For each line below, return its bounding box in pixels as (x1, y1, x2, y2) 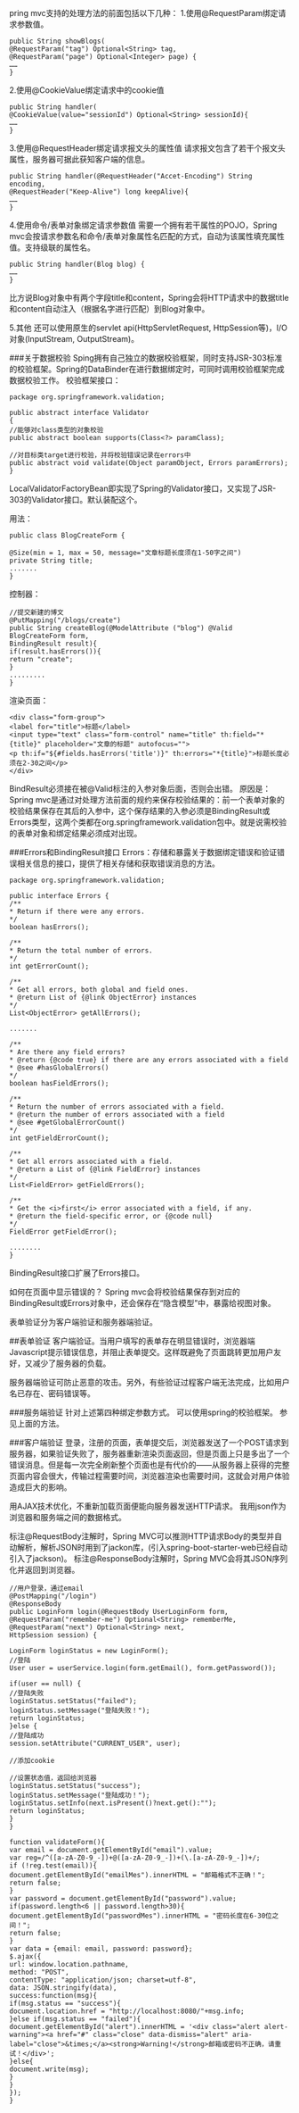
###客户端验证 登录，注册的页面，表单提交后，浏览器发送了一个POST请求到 (9, 1437, 289, 1448)
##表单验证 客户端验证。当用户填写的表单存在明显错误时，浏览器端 (9, 1335, 255, 1346)
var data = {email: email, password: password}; (9, 1944, 193, 1953)
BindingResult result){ (9, 639, 98, 648)
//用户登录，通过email (9, 1584, 85, 1593)
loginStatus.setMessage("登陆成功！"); (9, 1791, 150, 1800)
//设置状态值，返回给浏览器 (9, 1774, 98, 1783)
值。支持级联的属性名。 (9, 242, 95, 253)
